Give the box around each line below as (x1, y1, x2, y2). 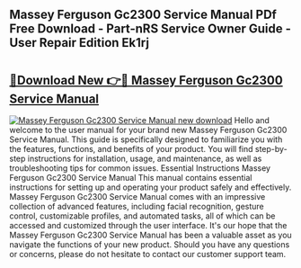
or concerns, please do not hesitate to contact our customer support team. (9, 249, 287, 259)
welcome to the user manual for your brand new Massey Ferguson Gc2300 (9, 125, 288, 135)
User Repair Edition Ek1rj (9, 35, 150, 50)
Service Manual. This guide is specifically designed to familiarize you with (9, 134, 283, 145)
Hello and (234, 115, 270, 125)
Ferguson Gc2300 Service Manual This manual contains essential (9, 173, 252, 183)
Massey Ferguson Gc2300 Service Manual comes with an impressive (9, 192, 266, 201)
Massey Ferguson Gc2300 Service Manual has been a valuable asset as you (9, 229, 292, 240)
